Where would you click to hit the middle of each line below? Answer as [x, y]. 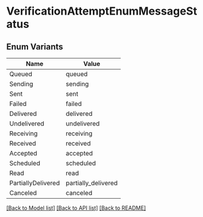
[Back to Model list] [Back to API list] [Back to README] [76, 208]
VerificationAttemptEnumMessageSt [102, 11]
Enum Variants [35, 47]
